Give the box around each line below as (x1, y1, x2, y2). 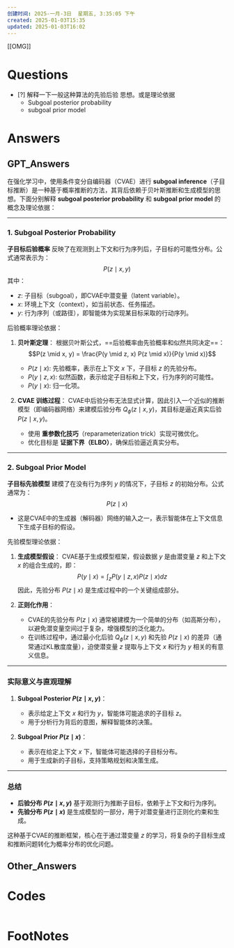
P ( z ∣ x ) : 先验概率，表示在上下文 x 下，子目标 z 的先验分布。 (27, 364, 201, 372)
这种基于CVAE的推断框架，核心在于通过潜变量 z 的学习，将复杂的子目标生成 (7, 831, 226, 839)
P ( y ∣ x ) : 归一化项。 (27, 381, 84, 390)
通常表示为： (13, 253, 50, 261)
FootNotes (7, 928, 70, 945)
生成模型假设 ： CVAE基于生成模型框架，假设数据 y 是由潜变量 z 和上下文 (17, 552, 226, 560)
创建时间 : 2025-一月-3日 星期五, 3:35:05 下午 (7, 10, 136, 17)
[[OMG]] (7, 43, 31, 51)
